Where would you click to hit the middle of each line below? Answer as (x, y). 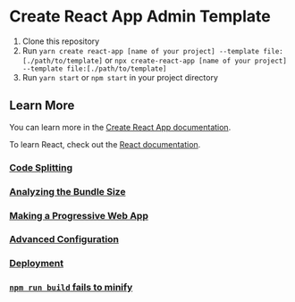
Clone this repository (61, 41)
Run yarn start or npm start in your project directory (120, 77)
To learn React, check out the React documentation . (105, 144)
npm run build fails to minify (71, 288)
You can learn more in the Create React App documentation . (120, 127)
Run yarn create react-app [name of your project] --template (141, 50)
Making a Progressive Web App (79, 215)
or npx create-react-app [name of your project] (196, 60)
